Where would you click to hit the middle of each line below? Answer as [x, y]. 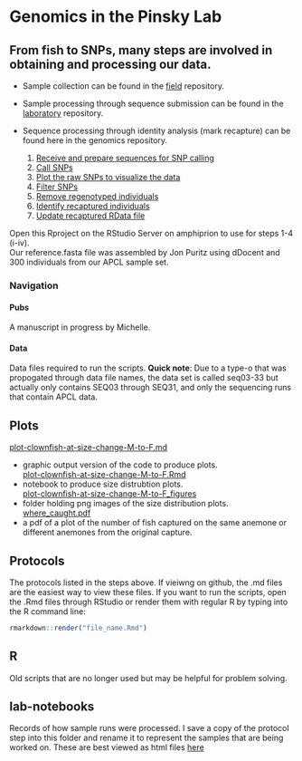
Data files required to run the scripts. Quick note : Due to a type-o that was [148, 368]
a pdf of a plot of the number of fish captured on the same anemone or [155, 523]
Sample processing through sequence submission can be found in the [153, 103]
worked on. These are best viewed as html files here [107, 747]
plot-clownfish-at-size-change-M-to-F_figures [109, 494]
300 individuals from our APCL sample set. [89, 262]
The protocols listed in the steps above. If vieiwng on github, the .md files [146, 583]
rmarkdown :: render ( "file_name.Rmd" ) [78, 628]
